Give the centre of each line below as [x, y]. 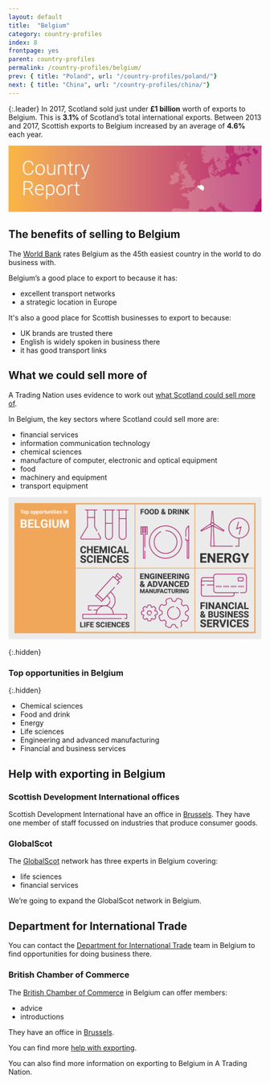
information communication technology [85, 443]
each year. [26, 134]
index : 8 [23, 43]
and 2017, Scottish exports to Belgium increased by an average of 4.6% [127, 125]
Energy [32, 723]
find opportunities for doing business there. [80, 954]
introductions [42, 1016]
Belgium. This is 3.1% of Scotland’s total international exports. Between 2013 [135, 117]
